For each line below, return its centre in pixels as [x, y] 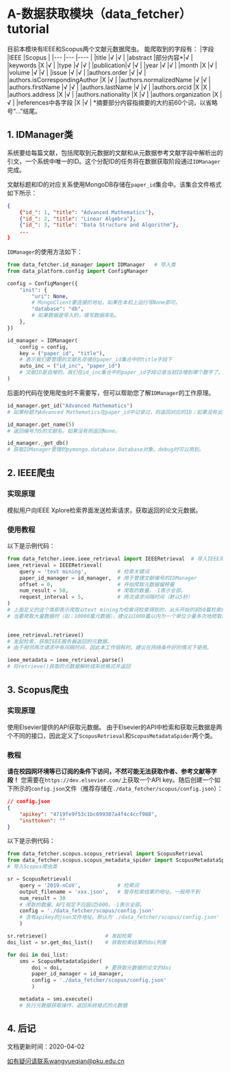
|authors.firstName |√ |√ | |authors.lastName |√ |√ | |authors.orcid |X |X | [109, 87]
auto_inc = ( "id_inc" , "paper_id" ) [70, 366]
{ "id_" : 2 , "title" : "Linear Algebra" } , [78, 219]
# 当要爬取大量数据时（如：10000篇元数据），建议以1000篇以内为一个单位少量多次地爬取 [114, 616]
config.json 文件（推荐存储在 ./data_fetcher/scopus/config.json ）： [127, 789]
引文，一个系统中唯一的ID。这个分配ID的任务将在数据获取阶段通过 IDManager [114, 161]
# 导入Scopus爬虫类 [32, 867]
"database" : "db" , [58, 309]
